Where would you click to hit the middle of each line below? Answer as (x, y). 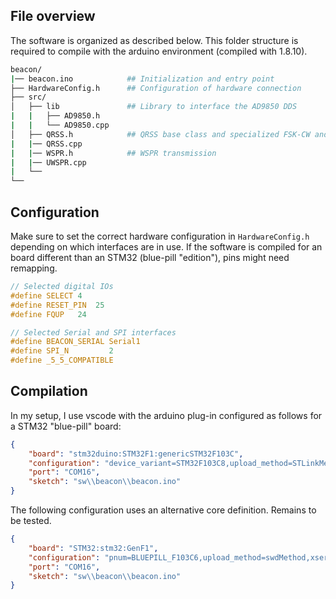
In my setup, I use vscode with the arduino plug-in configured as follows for (166, 415)
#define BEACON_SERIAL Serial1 (75, 342)
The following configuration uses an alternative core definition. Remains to (163, 510)
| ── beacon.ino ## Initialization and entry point (142, 79)
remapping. (34, 268)
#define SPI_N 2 (62, 351)
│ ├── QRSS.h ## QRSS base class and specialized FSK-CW (160, 134)
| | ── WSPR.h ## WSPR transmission (113, 153)
